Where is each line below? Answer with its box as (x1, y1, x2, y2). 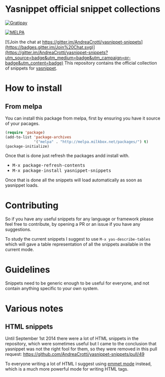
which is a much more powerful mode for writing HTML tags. (5, 366, 129, 372)
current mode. (5, 247, 34, 252)
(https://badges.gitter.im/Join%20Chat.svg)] (5, 44, 95, 50)
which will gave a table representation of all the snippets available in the (5, 241, 151, 248)
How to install (5, 83, 63, 94)
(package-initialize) (5, 144, 50, 149)
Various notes (5, 303, 64, 314)
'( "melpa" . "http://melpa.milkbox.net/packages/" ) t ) (33, 139, 149, 144)
